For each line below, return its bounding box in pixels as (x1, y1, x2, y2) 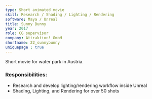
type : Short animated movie (5, 7, 65, 13)
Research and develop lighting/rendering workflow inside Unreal (12, 82, 147, 88)
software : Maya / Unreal (5, 17, 58, 22)
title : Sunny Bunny (5, 21, 47, 27)
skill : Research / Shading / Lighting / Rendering (5, 12, 115, 17)
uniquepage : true (5, 45, 44, 50)
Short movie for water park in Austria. (5, 58, 84, 64)
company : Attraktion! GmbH (5, 36, 62, 41)
